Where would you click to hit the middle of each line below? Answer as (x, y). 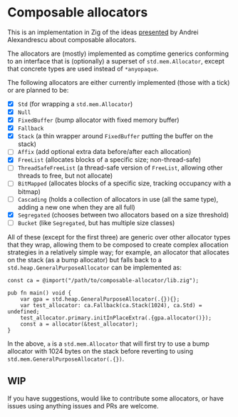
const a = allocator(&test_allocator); (79, 324)
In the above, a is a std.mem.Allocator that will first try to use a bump (108, 344)
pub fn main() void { (40, 293)
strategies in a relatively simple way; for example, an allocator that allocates (118, 252)
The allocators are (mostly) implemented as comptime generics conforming (118, 53)
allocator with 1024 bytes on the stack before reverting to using (100, 351)
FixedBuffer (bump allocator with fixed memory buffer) (98, 120)
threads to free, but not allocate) (65, 176)
